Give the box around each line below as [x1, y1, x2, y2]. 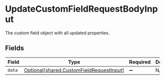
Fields [5, 44, 25, 52]
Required [129, 59, 151, 65]
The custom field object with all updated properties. [5, 30, 110, 36]
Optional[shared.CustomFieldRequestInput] [24, 67, 124, 74]
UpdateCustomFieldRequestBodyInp [5, 3, 158, 15]
